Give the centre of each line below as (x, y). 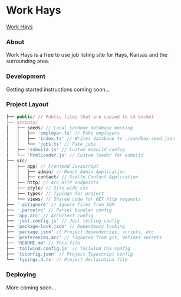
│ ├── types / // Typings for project (55, 194)
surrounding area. (28, 61)
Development (26, 76)
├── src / (17, 161)
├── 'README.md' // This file (43, 243)
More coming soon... (31, 288)
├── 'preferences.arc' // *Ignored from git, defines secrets (84, 238)
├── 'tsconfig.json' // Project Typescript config (70, 254)
